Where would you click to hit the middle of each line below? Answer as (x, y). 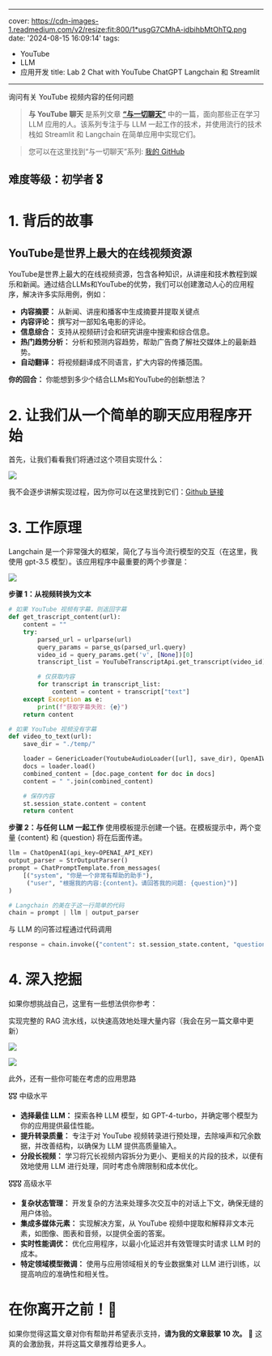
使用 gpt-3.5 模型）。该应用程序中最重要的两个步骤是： (99, 562)
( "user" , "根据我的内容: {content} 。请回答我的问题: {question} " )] (132, 883)
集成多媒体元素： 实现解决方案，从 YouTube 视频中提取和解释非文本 (134, 1223)
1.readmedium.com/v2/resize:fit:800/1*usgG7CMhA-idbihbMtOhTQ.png (127, 30)
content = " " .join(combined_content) (88, 781)
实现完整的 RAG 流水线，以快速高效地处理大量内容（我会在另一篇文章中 (127, 1021)
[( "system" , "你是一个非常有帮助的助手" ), (88, 876)
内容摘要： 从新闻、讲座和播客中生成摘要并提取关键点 (110, 312)
